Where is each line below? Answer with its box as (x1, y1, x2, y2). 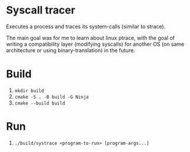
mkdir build (14, 87, 44, 94)
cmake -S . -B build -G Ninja (14, 94, 89, 100)
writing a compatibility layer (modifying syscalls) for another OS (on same (6, 40, 185, 48)
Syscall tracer (6, 4, 75, 17)
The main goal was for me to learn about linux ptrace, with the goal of (6, 34, 175, 41)
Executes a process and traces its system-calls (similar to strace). (6, 23, 166, 30)
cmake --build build (14, 100, 65, 106)
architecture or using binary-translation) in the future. (6, 46, 135, 53)
